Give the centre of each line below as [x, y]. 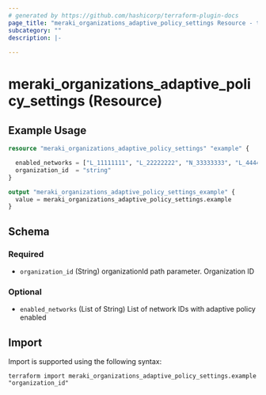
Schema [29, 231]
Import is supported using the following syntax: [85, 362]
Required [26, 254]
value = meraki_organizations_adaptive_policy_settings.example [123, 199]
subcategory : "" [35, 30]
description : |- [35, 38]
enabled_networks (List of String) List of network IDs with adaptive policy [137, 309]
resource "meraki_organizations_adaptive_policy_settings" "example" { [129, 149]
